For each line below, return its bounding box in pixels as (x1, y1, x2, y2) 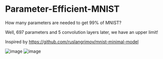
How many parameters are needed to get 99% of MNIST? (5, 20, 122, 26)
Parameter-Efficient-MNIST (5, 3, 120, 15)
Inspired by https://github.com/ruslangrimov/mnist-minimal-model (5, 38, 139, 45)
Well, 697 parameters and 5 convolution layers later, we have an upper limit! (5, 29, 159, 35)
